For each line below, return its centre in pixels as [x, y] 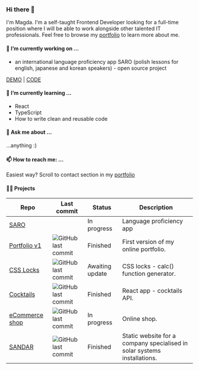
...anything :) [22, 145]
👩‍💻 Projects [21, 188]
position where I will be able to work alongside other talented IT [84, 28]
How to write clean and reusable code [61, 118]
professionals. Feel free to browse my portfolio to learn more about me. [93, 35]
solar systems [142, 350]
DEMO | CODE [24, 79]
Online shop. [140, 319]
